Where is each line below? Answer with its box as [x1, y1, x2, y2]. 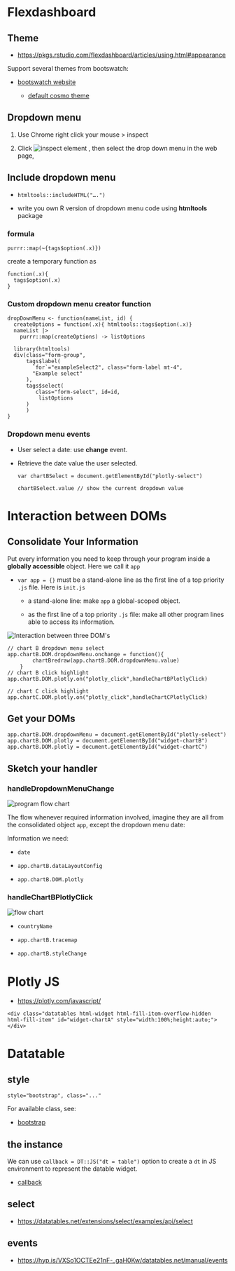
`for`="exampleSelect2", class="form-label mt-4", [32, 364, 183, 372]
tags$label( [25, 358, 61, 365]
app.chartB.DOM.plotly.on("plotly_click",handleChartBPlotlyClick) [7, 675, 208, 682]
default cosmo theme [27, 92, 90, 100]
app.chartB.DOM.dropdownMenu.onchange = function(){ [7, 651, 164, 658]
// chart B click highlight [7, 669, 90, 677]
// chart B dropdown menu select [7, 644, 105, 652]
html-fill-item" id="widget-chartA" [7, 1017, 114, 1024]
